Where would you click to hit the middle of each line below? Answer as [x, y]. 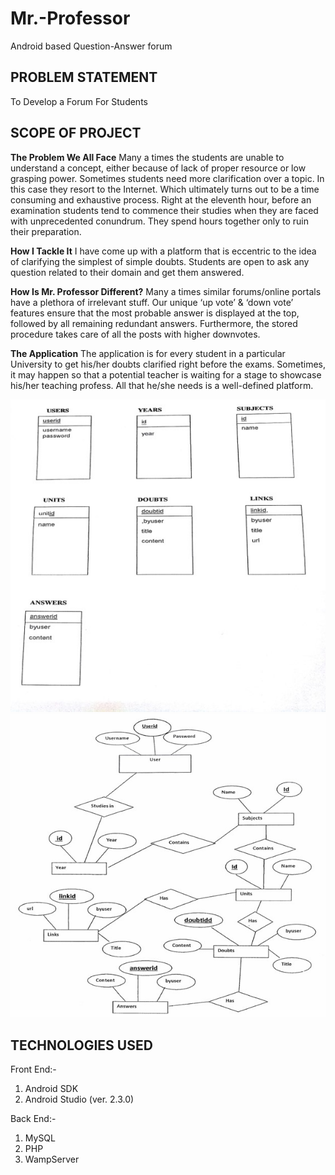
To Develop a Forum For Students [79, 101]
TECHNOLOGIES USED [81, 1045]
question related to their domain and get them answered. [127, 272]
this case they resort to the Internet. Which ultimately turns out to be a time [165, 189]
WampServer [52, 1159]
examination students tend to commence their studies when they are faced [164, 210]
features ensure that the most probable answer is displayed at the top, [155, 313]
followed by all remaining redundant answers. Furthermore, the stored [154, 323]
